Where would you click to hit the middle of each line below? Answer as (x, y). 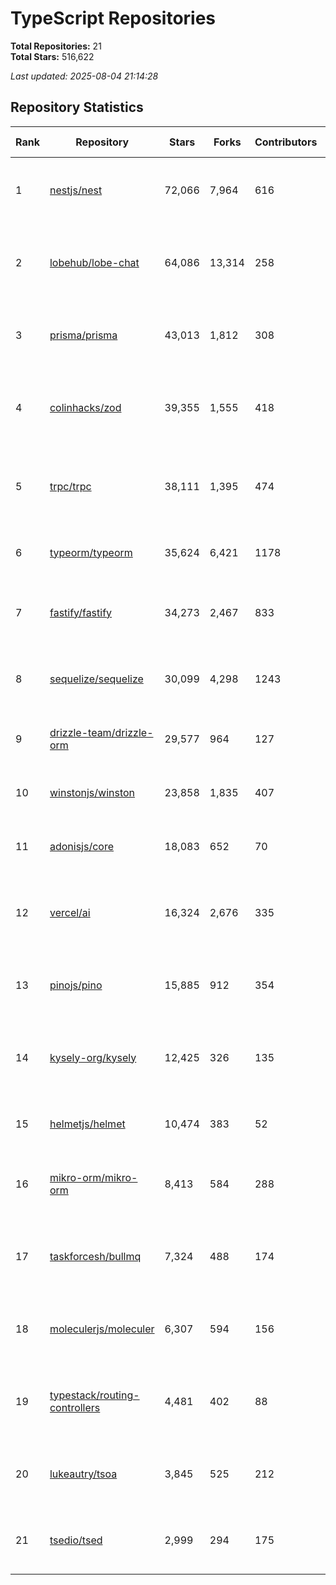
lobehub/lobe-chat (94, 262)
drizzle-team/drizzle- (101, 732)
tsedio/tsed (76, 1540)
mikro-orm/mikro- (93, 1177)
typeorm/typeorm (91, 552)
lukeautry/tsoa (83, 1474)
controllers (75, 1407)
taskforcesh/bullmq (95, 1256)
